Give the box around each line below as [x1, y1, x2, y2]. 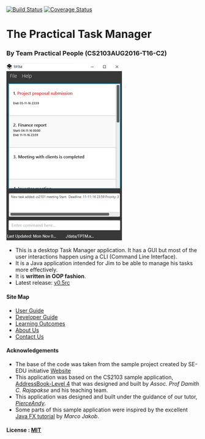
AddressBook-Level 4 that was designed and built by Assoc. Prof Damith [15, 380, 199, 387]
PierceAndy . [15, 399, 47, 407]
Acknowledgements [6, 347, 59, 355]
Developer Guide [15, 313, 58, 321]
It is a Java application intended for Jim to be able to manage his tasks [15, 260, 193, 267]
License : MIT [6, 426, 42, 434]
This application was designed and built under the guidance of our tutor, [15, 392, 198, 400]
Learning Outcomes [15, 320, 65, 327]
